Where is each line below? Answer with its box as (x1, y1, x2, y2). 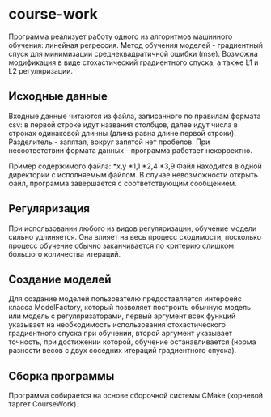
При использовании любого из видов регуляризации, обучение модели (8, 223, 257, 233)
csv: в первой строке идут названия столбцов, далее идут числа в (8, 119, 239, 130)
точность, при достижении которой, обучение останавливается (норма (8, 337, 256, 347)
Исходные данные (8, 90, 108, 104)
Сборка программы (8, 369, 115, 383)
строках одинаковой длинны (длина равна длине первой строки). (8, 128, 236, 138)
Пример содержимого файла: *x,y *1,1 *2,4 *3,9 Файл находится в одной (8, 161, 262, 171)
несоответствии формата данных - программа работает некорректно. (8, 145, 253, 155)
